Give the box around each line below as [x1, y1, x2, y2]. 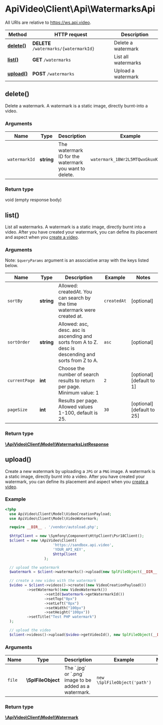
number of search [58, 371, 99, 378]
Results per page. [58, 398, 98, 404]
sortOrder [7, 340, 30, 345]
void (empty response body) [5, 197, 62, 203]
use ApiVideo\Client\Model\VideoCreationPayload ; [9, 511, 112, 516]
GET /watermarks [32, 56, 71, 63]
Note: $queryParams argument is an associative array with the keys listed [5, 257, 149, 263]
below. [5, 263, 18, 269]
